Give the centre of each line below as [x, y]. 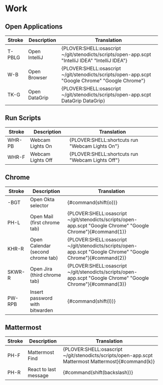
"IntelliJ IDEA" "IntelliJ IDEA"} [94, 60]
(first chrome [45, 222]
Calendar [40, 246]
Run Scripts [23, 118]
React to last [42, 369]
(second [40, 251]
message [38, 376]
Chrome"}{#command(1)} [97, 231]
